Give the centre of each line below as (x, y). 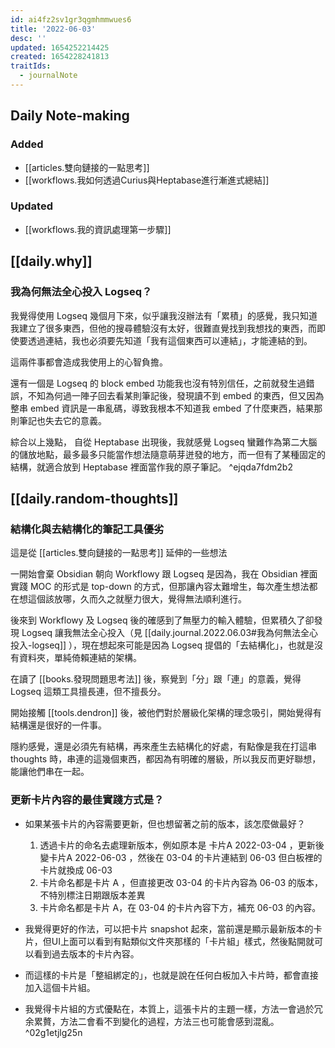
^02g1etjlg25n (53, 1032)
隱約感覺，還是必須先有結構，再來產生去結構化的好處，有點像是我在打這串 (163, 747)
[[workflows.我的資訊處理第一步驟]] (98, 229)
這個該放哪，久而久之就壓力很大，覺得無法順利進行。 (137, 599)
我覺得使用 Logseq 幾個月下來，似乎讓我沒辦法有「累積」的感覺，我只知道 (164, 315)
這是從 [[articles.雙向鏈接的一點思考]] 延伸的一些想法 (119, 553)
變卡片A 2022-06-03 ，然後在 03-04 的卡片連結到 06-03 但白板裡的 (181, 857)
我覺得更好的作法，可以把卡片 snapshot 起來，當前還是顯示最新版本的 (169, 928)
